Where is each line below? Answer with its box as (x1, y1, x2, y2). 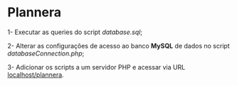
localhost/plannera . (7, 70, 64, 79)
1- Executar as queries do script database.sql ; (7, 28, 143, 36)
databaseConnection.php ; (7, 49, 85, 58)
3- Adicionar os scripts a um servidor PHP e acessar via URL (7, 63, 186, 71)
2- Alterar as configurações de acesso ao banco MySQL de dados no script (7, 41, 230, 50)
